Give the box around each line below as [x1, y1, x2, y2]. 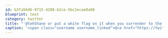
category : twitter [5, 16, 43, 21]
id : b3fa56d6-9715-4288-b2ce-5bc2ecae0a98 [5, 7, 95, 12]
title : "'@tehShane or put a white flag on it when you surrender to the [5, 21, 162, 26]
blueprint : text [5, 12, 39, 17]
